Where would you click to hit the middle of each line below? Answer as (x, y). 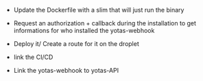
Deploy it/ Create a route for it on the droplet (76, 44)
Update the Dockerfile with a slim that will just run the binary (99, 10)
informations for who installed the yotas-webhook (84, 31)
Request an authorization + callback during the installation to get (105, 23)
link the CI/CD (33, 57)
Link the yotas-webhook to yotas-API (66, 70)
